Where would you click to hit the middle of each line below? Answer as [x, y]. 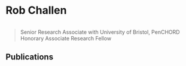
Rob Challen [36, 10]
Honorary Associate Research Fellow [66, 38]
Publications [30, 57]
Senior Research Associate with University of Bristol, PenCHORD [100, 32]
